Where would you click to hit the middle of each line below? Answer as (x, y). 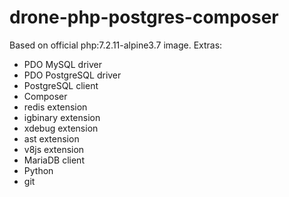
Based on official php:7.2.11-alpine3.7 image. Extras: (116, 45)
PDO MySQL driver (63, 64)
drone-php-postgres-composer (144, 17)
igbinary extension (62, 117)
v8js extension (54, 149)
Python (38, 170)
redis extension (55, 107)
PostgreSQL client (61, 85)
